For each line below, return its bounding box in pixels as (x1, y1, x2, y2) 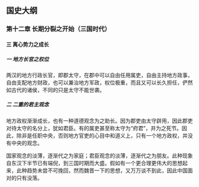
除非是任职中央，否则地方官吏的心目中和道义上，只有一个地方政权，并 (16, 132, 188, 139)
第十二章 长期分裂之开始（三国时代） (6, 25, 111, 33)
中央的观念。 (11, 139, 43, 147)
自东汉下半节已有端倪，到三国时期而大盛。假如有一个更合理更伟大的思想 (6, 159, 182, 166)
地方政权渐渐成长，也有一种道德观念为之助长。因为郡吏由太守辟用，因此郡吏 (6, 117, 193, 124)
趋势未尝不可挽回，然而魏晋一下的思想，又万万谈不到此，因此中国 (26, 167, 188, 174)
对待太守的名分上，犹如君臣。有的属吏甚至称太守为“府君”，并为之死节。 (6, 124, 182, 132)
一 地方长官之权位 (6, 55, 49, 62)
